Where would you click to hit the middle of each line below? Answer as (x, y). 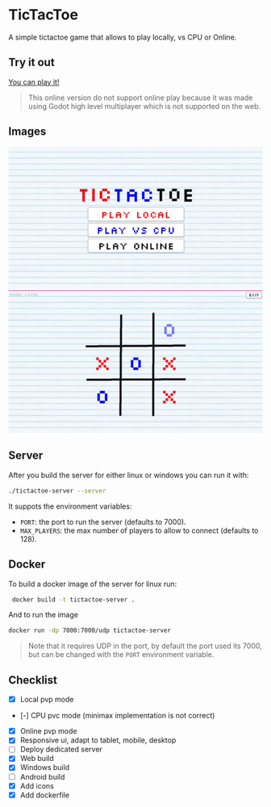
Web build (37, 759)
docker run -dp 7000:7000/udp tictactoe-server (90, 630)
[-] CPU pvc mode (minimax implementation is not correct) (117, 716)
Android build (42, 776)
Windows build (45, 767)
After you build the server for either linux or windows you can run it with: (129, 475)
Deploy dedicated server (61, 749)
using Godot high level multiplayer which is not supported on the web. (144, 106)
